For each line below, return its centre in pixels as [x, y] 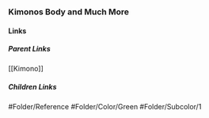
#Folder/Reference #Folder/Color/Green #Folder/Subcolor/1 [105, 107]
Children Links [32, 87]
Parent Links [29, 49]
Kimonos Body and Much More [68, 12]
